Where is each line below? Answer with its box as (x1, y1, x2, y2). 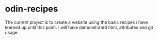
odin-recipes (5, 3, 58, 14)
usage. (5, 29, 19, 35)
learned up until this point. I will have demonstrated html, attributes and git (5, 24, 154, 30)
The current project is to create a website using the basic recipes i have (5, 19, 148, 25)
